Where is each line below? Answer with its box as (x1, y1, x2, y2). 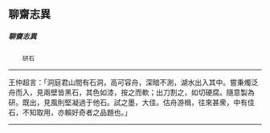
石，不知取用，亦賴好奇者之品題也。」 (8, 107, 132, 118)
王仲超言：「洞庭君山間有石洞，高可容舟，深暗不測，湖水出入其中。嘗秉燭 (8, 78, 252, 87)
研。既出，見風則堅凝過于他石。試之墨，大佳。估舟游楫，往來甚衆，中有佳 (8, 98, 255, 107)
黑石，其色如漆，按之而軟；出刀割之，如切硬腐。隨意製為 (63, 87, 255, 98)
